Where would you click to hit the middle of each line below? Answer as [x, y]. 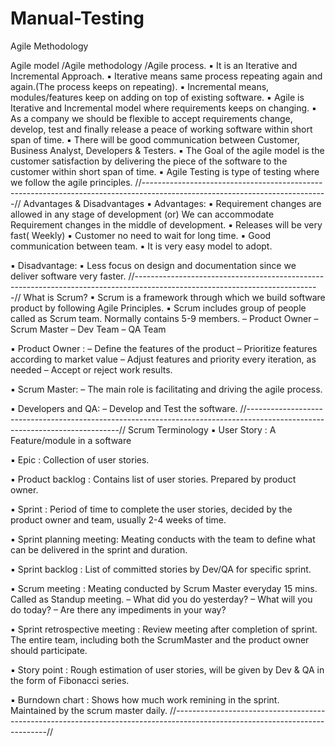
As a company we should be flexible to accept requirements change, [151, 118]
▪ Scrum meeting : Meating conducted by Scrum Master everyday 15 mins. [164, 588]
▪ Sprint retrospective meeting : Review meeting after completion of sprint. [164, 629]
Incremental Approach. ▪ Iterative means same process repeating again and [166, 76]
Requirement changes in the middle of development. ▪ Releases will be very [166, 224]
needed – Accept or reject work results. [91, 369]
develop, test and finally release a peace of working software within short [161, 129]
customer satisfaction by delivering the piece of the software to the [149, 161]
